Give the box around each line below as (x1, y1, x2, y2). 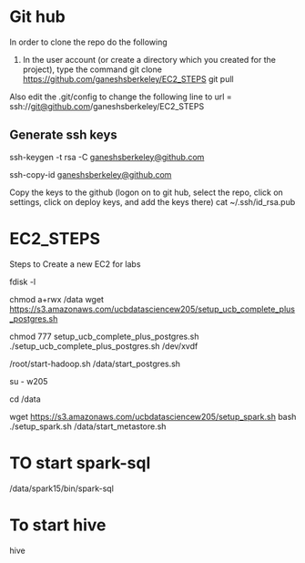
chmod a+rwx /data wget (9, 293, 105, 304)
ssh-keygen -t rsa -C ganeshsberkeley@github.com (9, 151, 205, 162)
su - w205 (9, 375, 48, 386)
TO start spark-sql (9, 453, 151, 473)
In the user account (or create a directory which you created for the (22, 54, 276, 65)
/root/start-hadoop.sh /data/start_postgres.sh (9, 358, 180, 369)
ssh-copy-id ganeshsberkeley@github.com (9, 169, 172, 179)
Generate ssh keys (9, 128, 118, 143)
